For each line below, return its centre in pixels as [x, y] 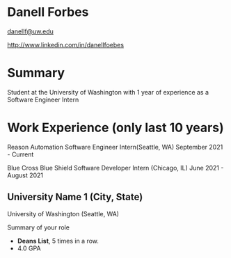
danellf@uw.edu [31, 31]
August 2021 [25, 175]
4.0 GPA [29, 248]
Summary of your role [38, 227]
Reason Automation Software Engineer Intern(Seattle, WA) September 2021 [115, 147]
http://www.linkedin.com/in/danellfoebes [65, 45]
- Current [21, 154]
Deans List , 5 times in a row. [58, 241]
